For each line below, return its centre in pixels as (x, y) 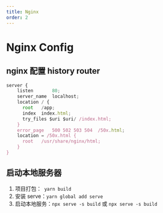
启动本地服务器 (34, 173)
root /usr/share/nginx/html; (61, 141)
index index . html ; (46, 113)
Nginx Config (40, 47)
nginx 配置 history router (53, 71)
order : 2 (17, 17)
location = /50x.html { (47, 136)
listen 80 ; (39, 91)
